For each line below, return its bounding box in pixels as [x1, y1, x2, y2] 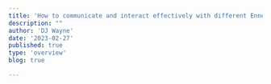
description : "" [8, 19, 63, 27]
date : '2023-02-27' [8, 34, 74, 42]
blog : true [8, 57, 45, 65]
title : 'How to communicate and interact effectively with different [8, 11, 248, 20]
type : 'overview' [8, 49, 67, 57]
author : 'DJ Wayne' [8, 26, 74, 34]
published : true [8, 42, 63, 50]
